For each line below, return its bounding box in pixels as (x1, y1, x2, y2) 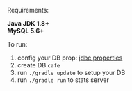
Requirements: (7, 6, 49, 14)
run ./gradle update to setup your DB (17, 69, 126, 76)
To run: (7, 40, 28, 48)
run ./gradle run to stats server (17, 76, 109, 84)
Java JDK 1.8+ (7, 19, 50, 27)
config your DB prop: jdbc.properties (17, 53, 123, 62)
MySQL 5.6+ (7, 27, 44, 35)
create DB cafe (17, 61, 60, 69)
